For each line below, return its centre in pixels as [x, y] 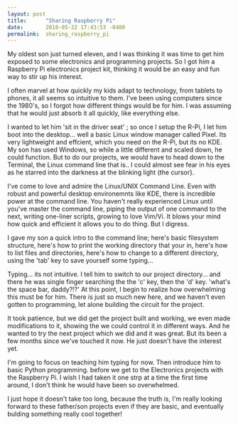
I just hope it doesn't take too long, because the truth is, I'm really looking [115, 399]
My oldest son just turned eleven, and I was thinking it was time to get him [116, 54]
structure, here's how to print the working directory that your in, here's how [118, 246]
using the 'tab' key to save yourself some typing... [80, 261]
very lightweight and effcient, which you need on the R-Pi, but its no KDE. [115, 142]
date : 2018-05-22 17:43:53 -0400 [66, 27]
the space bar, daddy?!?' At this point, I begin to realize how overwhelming [117, 290]
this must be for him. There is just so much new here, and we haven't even [117, 297]
